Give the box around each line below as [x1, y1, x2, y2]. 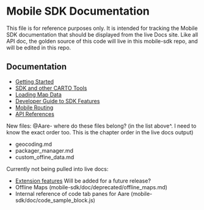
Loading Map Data [15, 90, 62, 98]
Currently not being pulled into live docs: [6, 165, 109, 172]
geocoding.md [15, 140, 53, 148]
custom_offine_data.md [15, 153, 75, 161]
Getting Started [15, 78, 54, 85]
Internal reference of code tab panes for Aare [15, 190, 130, 197]
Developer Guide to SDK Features [15, 97, 100, 104]
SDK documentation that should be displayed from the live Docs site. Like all [6, 31, 199, 38]
